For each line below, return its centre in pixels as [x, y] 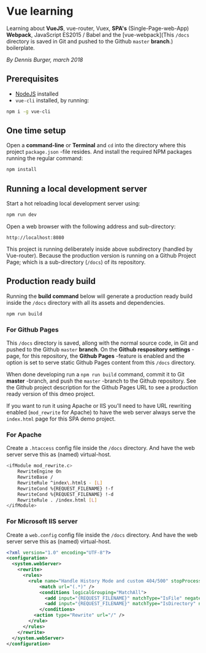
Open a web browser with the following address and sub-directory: [91, 226]
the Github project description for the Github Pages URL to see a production [102, 387]
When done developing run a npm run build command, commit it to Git [96, 374]
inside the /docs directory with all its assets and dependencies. [86, 302]
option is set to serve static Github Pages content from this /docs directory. [101, 362]
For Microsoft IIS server [42, 521]
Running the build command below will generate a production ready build [100, 296]
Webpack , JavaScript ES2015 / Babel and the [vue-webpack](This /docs [98, 34]
